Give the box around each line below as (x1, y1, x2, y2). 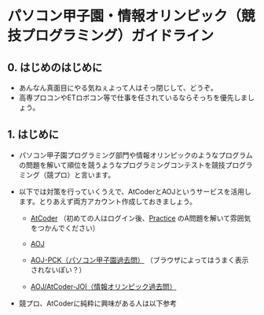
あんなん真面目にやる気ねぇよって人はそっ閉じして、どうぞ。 (18, 83, 218, 92)
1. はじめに (7, 128, 60, 142)
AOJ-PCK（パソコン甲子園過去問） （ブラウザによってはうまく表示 (30, 255, 249, 265)
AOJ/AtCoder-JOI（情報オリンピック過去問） (30, 281, 177, 291)
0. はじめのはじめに (7, 61, 103, 74)
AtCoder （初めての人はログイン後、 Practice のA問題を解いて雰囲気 (30, 213, 251, 223)
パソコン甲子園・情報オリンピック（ (7, 7, 242, 25)
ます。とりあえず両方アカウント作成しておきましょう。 (18, 196, 197, 206)
